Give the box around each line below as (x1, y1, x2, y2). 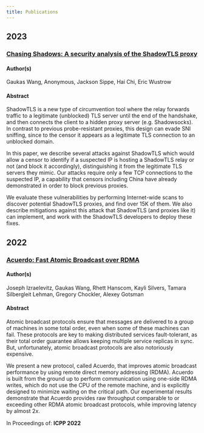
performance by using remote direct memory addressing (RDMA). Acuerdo (6, 369, 194, 376)
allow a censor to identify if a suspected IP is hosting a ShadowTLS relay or (6, 156, 194, 164)
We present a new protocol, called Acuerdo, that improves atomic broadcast (6, 362, 197, 370)
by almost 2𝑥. (6, 407, 41, 415)
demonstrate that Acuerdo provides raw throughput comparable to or (6, 395, 180, 402)
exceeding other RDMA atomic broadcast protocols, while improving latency (6, 401, 197, 408)
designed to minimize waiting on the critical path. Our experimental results (6, 388, 192, 395)
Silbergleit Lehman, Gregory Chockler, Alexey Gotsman (6, 290, 144, 298)
